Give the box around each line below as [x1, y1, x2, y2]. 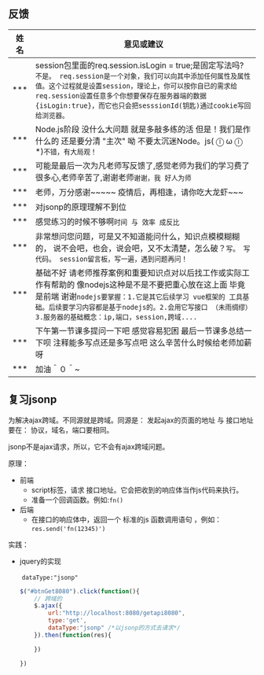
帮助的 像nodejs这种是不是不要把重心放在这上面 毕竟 [50, 278, 246, 290]
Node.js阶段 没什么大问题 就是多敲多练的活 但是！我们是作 [35, 124, 251, 135]
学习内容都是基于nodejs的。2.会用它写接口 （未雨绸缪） [68, 302, 252, 312]
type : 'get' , [48, 617, 87, 625]
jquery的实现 [19, 556, 61, 566]
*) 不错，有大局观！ [35, 146, 97, 157]
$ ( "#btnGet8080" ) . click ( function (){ [19, 587, 140, 596]
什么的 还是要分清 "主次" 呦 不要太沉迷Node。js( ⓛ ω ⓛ [35, 135, 244, 146]
